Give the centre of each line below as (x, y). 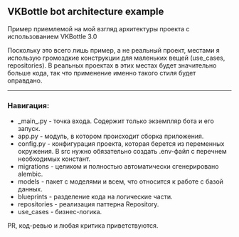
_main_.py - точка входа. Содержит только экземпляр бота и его (116, 121)
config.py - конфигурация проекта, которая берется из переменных (121, 144)
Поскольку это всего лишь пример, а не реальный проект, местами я (113, 50)
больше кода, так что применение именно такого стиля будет (102, 73)
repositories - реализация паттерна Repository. (88, 204)
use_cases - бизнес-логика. (60, 212)
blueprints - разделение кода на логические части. (95, 197)
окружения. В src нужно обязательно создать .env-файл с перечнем (122, 152)
